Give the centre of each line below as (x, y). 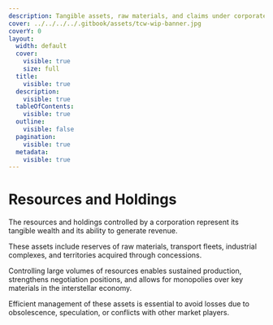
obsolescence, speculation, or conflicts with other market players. (119, 313)
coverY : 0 (25, 31)
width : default (41, 46)
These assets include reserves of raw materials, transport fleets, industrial (133, 247)
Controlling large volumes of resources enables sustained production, (125, 271)
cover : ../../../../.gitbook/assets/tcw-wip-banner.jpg (105, 24)
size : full (41, 69)
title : (27, 76)
